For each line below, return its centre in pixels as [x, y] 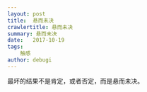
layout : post [27, 14]
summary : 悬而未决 [33, 34]
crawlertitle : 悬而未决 [40, 27]
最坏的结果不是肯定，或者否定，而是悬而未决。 [75, 81]
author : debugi [30, 60]
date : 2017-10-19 [36, 40]
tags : [15, 47]
